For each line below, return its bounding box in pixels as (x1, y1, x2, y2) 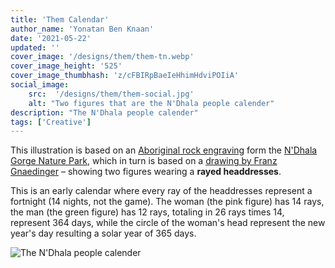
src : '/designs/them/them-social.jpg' (28, 89, 195, 99)
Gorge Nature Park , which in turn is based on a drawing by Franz (10, 155, 278, 167)
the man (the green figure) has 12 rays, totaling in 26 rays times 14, (10, 206, 285, 218)
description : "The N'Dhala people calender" (10, 107, 199, 118)
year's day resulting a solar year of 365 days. (10, 227, 197, 240)
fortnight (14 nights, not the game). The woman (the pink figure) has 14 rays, (10, 196, 325, 208)
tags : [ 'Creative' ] (10, 117, 92, 127)
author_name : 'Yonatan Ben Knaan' (10, 24, 155, 34)
